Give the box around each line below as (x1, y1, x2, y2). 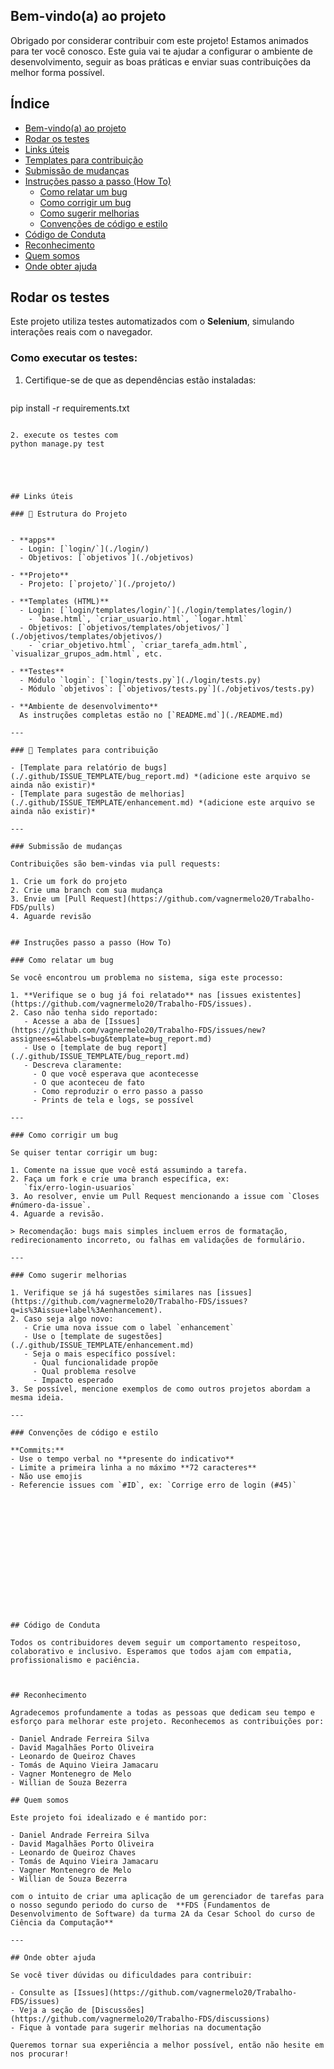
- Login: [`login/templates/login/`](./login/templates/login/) (19, 605, 293, 615)
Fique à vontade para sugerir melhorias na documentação (19, 2022, 262, 2033)
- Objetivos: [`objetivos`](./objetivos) (19, 552, 195, 563)
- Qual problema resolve (32, 1366, 137, 1376)
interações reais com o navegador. (10, 326, 153, 338)
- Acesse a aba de (23, 1016, 101, 1026)
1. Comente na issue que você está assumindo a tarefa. (10, 1165, 248, 1175)
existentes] (251, 990, 302, 1000)
